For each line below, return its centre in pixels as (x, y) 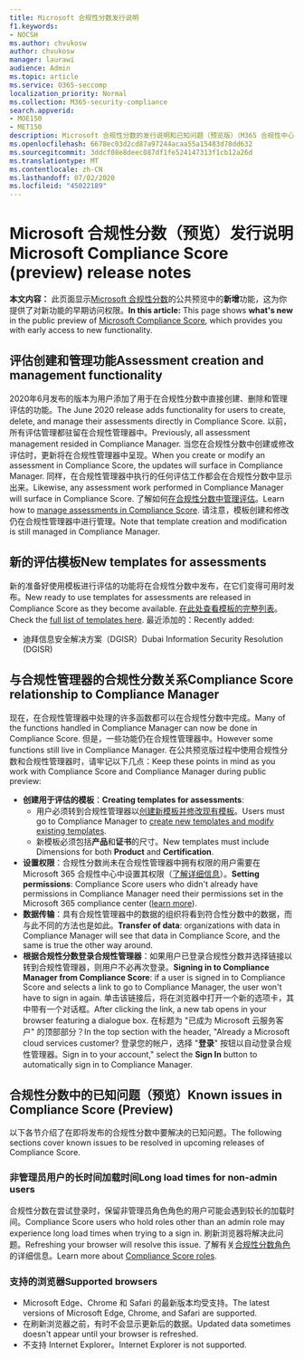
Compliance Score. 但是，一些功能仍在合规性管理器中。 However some (141, 738)
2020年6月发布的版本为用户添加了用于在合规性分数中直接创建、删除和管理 (148, 398)
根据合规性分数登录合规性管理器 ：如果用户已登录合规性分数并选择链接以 (157, 955)
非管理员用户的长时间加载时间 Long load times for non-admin (143, 1178)
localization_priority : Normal (68, 93)
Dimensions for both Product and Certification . (125, 851)
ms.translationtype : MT (54, 161)
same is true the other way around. (88, 945)
